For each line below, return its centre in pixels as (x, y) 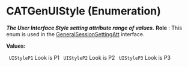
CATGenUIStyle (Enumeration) (83, 11)
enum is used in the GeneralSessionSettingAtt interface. (75, 34)
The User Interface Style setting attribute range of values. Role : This (94, 28)
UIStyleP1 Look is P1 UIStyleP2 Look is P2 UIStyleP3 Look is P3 (90, 57)
